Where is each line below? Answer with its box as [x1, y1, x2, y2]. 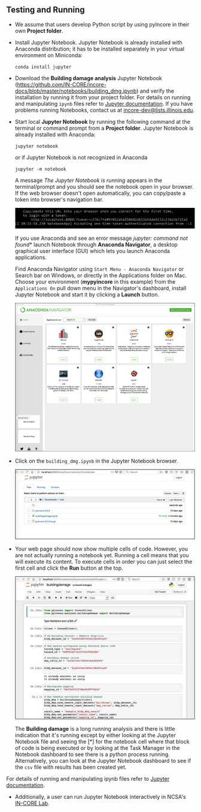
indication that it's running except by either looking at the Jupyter [14, 731, 176, 739]
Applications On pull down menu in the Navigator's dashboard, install [14, 284, 187, 292]
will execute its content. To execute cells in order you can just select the [14, 558, 193, 566]
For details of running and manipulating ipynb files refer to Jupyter [6, 775, 170, 783]
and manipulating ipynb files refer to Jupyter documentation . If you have [14, 100, 193, 107]
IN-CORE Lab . [14, 799, 50, 807]
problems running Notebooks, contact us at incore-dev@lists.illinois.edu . [14, 106, 195, 114]
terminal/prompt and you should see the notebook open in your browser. [14, 183, 194, 190]
